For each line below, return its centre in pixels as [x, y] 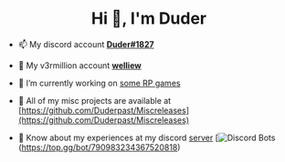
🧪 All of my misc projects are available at [95, 100]
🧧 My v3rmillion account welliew [79, 65]
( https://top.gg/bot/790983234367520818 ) [99, 147]
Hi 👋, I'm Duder [149, 19]
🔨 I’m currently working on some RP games [99, 83]
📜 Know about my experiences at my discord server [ [118, 137]
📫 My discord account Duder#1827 [86, 44]
